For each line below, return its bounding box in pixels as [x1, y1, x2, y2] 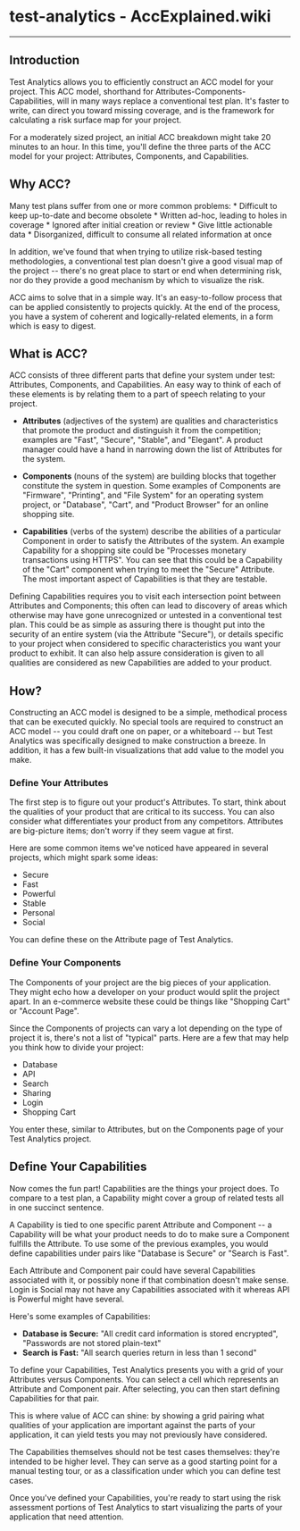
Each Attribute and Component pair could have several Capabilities [9, 1265, 256, 1276]
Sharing [21, 1087, 52, 1098]
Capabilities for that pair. [9, 1393, 100, 1403]
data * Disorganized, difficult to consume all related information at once [9, 229, 272, 239]
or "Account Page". [9, 1005, 79, 1016]
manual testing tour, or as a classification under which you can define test [9, 1465, 281, 1476]
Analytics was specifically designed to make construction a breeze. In [9, 735, 266, 747]
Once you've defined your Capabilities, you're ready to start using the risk [9, 1492, 281, 1502]
